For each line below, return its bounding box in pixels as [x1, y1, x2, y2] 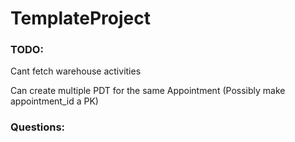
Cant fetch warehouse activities [10, 65, 142, 77]
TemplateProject [10, 7, 151, 30]
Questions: [10, 120, 66, 134]
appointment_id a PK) [10, 95, 99, 107]
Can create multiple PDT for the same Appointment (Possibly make [10, 85, 286, 97]
